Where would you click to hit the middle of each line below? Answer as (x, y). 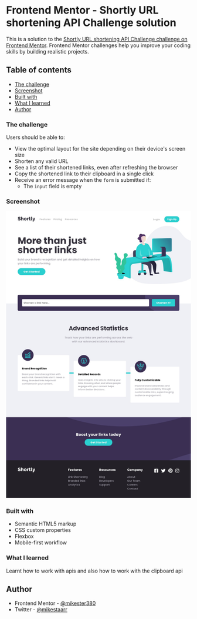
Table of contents (39, 70)
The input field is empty (52, 187)
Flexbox (24, 537)
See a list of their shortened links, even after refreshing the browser (96, 168)
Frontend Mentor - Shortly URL (82, 10)
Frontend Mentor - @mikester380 (55, 603)
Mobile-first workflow (41, 543)
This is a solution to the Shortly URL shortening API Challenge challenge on (97, 39)
